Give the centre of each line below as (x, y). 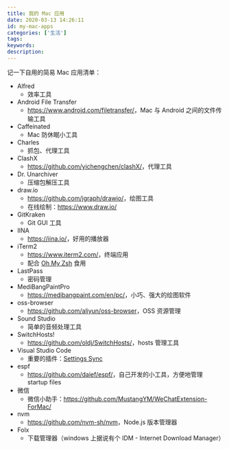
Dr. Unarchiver (37, 174)
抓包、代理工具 (48, 150)
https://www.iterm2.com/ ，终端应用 (78, 254)
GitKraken (31, 215)
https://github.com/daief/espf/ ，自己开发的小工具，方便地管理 (115, 374)
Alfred (26, 86)
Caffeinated (34, 126)
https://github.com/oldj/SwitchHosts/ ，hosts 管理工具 (103, 342)
